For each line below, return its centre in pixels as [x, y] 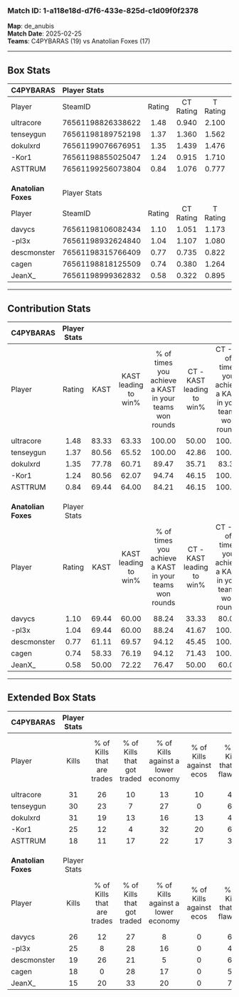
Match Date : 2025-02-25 [44, 33]
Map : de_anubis [31, 26]
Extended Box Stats [52, 698]
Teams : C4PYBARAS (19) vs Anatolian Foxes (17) [79, 41]
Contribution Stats [49, 308]
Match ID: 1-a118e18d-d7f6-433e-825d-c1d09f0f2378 [103, 11]
